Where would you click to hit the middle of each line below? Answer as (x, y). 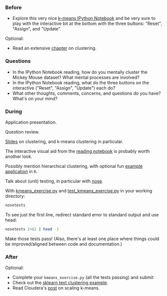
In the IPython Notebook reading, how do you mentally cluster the (80, 72)
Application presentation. (31, 122)
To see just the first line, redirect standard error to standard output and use (82, 215)
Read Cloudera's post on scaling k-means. (56, 288)
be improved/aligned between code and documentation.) (64, 244)
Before (13, 7)
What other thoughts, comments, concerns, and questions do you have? (86, 93)
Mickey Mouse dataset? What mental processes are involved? (76, 77)
